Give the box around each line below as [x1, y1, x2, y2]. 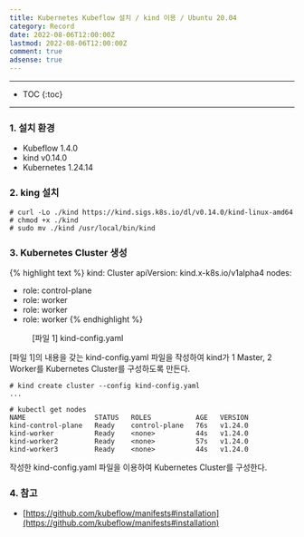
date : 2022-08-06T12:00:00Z [9, 30, 116, 39]
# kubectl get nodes [9, 405, 88, 414]
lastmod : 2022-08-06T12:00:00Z [9, 38, 128, 48]
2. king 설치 [9, 187, 60, 200]
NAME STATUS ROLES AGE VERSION [9, 413, 249, 422]
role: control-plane [22, 285, 92, 296]
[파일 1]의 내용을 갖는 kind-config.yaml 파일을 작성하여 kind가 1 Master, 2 [9, 351, 272, 363]
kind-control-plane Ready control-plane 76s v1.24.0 [9, 421, 249, 430]
